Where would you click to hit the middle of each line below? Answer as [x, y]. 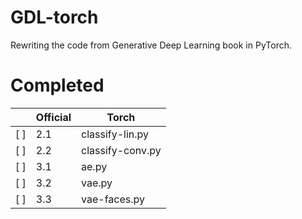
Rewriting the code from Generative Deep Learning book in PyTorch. [151, 45]
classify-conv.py [121, 150]
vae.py [97, 183]
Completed [57, 85]
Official [53, 117]
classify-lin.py [115, 134]
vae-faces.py [113, 199]
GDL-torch [54, 17]
